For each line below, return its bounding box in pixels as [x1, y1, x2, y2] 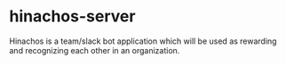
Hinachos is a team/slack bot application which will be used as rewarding [9, 36, 277, 46]
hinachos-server [9, 6, 136, 27]
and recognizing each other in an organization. [9, 45, 180, 55]
